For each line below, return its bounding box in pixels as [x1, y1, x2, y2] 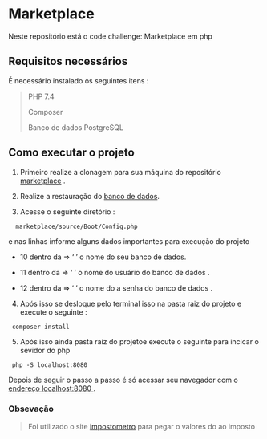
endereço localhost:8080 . [8, 383, 96, 393]
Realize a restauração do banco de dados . [19, 191, 160, 201]
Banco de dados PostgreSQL [27, 122, 124, 132]
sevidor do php [19, 345, 71, 355]
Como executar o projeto [8, 146, 135, 160]
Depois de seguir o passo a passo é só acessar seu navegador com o [8, 375, 238, 384]
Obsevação [8, 403, 54, 414]
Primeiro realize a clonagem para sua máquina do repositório [19, 167, 222, 177]
